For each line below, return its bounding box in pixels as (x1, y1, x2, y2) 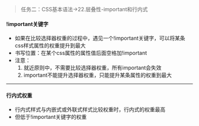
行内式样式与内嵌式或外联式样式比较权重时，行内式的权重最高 (14, 106, 166, 113)
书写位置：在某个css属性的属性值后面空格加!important (14, 50, 147, 57)
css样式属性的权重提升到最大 (14, 42, 86, 49)
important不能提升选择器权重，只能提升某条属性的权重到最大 (23, 72, 172, 79)
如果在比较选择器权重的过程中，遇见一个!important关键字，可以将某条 (14, 35, 185, 42)
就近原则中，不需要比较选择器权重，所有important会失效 (23, 64, 162, 72)
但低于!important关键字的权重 (14, 114, 87, 121)
